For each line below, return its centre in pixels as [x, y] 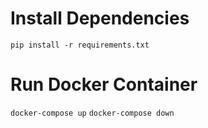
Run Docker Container [104, 84]
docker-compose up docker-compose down [92, 113]
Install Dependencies [100, 18]
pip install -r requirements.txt [80, 45]
